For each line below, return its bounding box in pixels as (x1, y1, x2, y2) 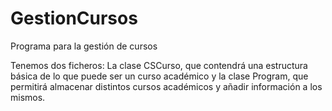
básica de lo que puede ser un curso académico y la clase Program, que (10, 70, 309, 82)
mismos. (10, 91, 46, 103)
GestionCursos (10, 7, 138, 30)
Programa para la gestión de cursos (10, 40, 158, 52)
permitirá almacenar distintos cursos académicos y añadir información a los (10, 80, 323, 92)
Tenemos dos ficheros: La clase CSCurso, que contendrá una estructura (10, 59, 308, 71)
